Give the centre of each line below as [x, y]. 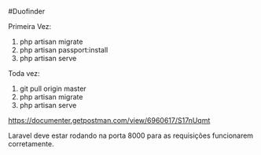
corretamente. [31, 144]
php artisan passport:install [64, 50]
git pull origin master [53, 88]
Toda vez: [24, 73]
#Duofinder [27, 11]
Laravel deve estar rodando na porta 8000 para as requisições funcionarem [131, 135]
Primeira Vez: [30, 26]
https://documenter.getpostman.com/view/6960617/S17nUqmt [109, 120]
